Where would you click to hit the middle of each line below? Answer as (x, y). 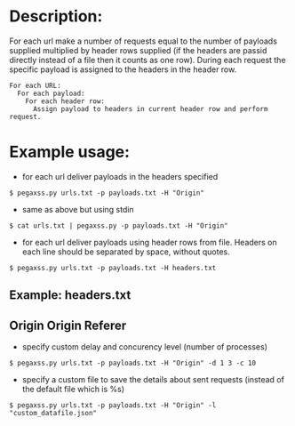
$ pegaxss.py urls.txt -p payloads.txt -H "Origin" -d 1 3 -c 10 (132, 363)
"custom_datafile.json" (53, 414)
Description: (56, 16)
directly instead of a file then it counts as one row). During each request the (147, 60)
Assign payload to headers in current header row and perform (150, 109)
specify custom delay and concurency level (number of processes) (145, 347)
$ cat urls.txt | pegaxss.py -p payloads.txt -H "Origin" (119, 225)
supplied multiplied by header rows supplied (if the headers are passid (138, 50)
